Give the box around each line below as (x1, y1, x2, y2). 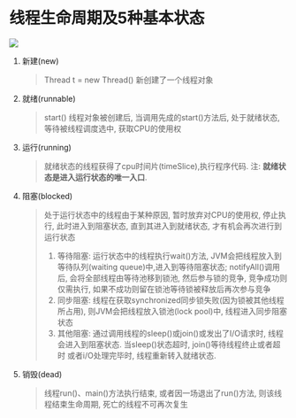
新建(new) (21, 55, 59, 66)
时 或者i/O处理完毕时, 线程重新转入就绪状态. (57, 350, 216, 360)
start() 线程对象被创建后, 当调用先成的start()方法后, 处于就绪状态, (43, 112, 280, 122)
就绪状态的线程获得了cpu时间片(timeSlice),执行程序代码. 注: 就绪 (43, 160, 278, 171)
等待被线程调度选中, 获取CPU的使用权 (43, 123, 182, 134)
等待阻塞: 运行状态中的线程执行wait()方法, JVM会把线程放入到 (57, 250, 283, 261)
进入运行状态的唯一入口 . (59, 172, 148, 182)
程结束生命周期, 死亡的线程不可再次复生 (43, 399, 188, 409)
